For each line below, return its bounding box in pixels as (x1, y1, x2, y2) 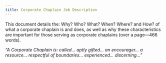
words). (5, 37, 21, 43)
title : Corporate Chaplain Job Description (5, 7, 97, 12)
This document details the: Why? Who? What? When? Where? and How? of (5, 21, 160, 27)
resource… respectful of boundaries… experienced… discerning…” (5, 52, 142, 58)
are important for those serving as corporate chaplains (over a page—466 (5, 31, 157, 37)
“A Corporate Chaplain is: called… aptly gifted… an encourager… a (5, 46, 143, 52)
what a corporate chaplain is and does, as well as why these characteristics (5, 26, 161, 32)
